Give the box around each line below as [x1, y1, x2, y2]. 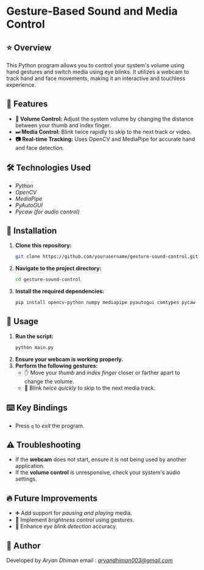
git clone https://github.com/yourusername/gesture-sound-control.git [15, 254, 199, 260]
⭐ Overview [6, 42, 52, 53]
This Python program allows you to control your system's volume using [6, 62, 185, 68]
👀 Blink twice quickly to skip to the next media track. [24, 384, 156, 391]
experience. [6, 81, 37, 88]
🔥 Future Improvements [6, 493, 97, 503]
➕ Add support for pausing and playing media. [15, 509, 132, 517]
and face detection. [15, 144, 65, 151]
